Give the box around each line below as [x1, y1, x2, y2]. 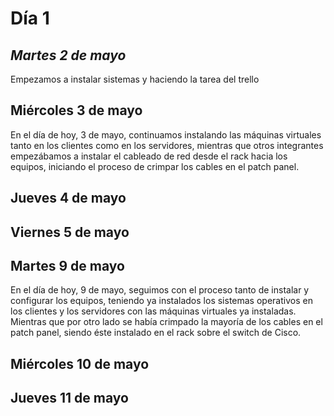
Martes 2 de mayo [10, 47, 127, 64]
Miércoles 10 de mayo [10, 355, 150, 372]
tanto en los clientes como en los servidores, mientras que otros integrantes [10, 139, 324, 151]
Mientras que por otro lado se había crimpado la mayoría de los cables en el [10, 316, 323, 328]
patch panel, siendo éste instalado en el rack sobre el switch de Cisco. [10, 327, 302, 339]
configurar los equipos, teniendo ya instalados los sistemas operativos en [10, 295, 313, 307]
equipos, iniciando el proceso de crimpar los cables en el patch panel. [10, 160, 300, 172]
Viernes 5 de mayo [10, 223, 130, 241]
